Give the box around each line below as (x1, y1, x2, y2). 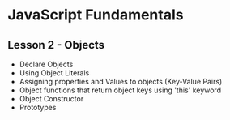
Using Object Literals (19, 68, 90, 78)
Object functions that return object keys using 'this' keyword (19, 85, 222, 95)
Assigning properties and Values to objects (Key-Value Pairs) (19, 77, 223, 86)
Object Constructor (19, 94, 84, 103)
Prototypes (19, 103, 57, 112)
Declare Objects (19, 59, 74, 69)
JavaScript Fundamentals (7, 6, 184, 24)
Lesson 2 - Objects (7, 38, 105, 52)
